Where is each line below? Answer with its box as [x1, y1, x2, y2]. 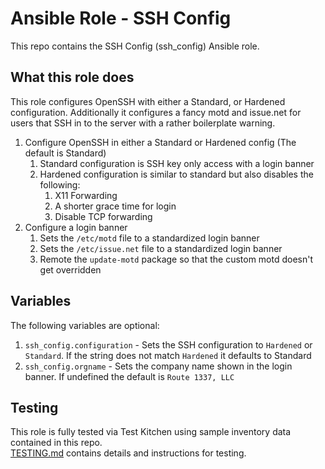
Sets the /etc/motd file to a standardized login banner [39, 232, 260, 244]
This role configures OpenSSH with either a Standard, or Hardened [10, 95, 286, 107]
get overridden [39, 263, 102, 276]
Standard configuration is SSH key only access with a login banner [39, 157, 315, 169]
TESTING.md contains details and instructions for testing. [10, 447, 247, 459]
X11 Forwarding [54, 189, 118, 201]
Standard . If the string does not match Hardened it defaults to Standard [24, 349, 312, 361]
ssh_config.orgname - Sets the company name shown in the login [24, 360, 293, 372]
